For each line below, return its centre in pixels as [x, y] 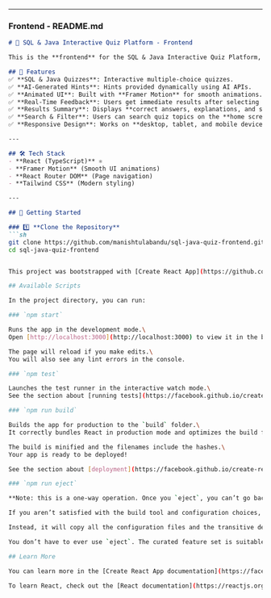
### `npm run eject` [43, 484]
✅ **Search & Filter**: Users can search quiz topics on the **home [127, 117]
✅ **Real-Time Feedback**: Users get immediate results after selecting [134, 102]
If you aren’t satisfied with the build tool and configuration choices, [135, 513]
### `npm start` [35, 316]
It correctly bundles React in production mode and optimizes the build [133, 433]
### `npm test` [34, 374]
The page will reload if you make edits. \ [81, 352]
